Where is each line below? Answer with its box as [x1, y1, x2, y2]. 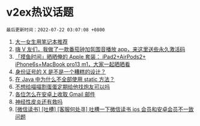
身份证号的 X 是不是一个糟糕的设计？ [14, 68, 106, 75]
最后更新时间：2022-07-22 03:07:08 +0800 [6, 26, 105, 33]
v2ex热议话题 [6, 5, 74, 19]
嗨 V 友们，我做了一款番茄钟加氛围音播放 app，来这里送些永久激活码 [14, 46, 186, 53]
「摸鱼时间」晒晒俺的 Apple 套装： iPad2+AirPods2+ [14, 53, 146, 60]
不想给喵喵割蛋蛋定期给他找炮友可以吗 [14, 83, 110, 90]
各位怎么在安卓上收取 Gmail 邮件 [14, 91, 96, 98]
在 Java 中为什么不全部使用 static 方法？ [14, 76, 115, 83]
